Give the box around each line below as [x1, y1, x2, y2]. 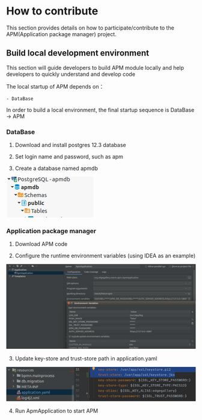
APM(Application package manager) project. [6, 30, 117, 37]
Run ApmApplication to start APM [14, 407, 98, 415]
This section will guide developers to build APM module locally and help [6, 64, 185, 71]
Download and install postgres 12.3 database [14, 142, 126, 149]
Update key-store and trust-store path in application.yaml [14, 354, 158, 362]
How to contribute [6, 4, 99, 18]
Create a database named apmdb [14, 165, 98, 172]
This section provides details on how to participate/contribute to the [6, 24, 174, 31]
